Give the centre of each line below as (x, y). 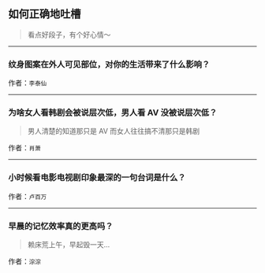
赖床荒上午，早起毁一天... (69, 245)
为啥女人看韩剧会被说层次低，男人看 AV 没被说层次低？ (113, 113)
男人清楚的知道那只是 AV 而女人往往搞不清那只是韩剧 (114, 131)
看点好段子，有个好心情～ (69, 35)
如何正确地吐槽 (45, 14)
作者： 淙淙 (24, 261)
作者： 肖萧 (24, 148)
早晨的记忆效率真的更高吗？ (61, 226)
